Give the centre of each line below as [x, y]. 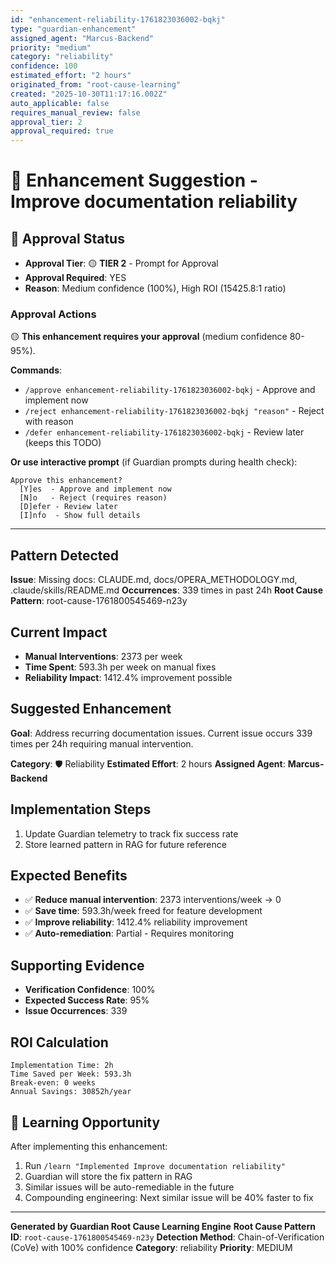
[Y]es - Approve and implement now [95, 489]
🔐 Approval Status [67, 238]
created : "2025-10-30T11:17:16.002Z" [89, 94]
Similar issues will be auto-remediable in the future [129, 1187]
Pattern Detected [65, 555]
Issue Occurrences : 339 [76, 1011]
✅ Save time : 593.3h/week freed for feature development [143, 911]
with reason [49, 422]
